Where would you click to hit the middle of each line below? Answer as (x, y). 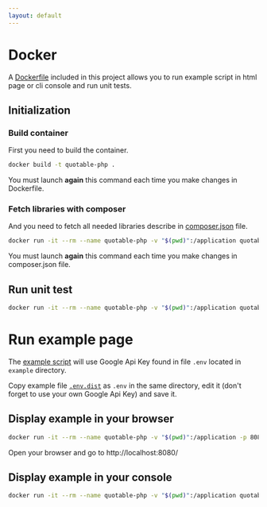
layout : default (35, 15)
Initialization (40, 110)
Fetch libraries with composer (67, 209)
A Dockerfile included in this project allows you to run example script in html (133, 77)
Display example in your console (90, 477)
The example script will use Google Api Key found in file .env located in (125, 362)
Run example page (71, 340)
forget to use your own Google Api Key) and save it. (93, 393)
